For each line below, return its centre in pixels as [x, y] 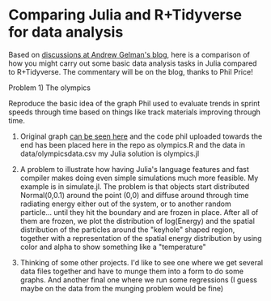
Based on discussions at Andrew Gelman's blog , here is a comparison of [129, 54]
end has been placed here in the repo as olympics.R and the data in [132, 144]
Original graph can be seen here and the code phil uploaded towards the [141, 136]
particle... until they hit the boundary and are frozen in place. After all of [139, 212]
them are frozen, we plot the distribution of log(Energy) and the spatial [137, 221]
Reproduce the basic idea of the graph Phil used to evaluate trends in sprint [134, 103]
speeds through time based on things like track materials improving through [135, 112]
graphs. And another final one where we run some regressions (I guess [138, 279]
